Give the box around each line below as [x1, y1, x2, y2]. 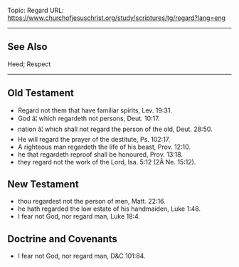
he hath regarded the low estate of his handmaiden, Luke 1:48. [17, 204, 201, 213]
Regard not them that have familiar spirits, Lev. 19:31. [17, 106, 173, 115]
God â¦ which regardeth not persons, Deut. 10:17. [17, 114, 160, 122]
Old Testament [7, 87, 75, 99]
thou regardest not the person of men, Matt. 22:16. [17, 197, 166, 206]
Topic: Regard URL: [7, 6, 64, 14]
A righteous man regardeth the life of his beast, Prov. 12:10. [17, 142, 191, 151]
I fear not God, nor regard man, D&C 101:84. [17, 252, 146, 261]
